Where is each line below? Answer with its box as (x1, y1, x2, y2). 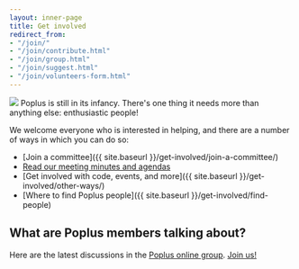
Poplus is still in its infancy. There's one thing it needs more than (20, 97, 259, 108)
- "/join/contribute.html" (9, 47, 111, 56)
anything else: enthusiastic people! (9, 107, 139, 118)
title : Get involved (9, 22, 87, 31)
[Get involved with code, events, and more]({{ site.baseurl (22, 170, 238, 181)
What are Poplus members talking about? (9, 226, 247, 241)
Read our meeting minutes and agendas (22, 161, 171, 172)
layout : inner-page (9, 13, 83, 22)
